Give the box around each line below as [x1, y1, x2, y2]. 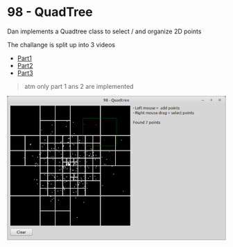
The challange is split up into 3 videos [7, 40, 116, 49]
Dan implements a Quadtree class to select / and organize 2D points [7, 27, 202, 35]
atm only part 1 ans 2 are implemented [24, 82, 134, 90]
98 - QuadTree [7, 4, 94, 20]
